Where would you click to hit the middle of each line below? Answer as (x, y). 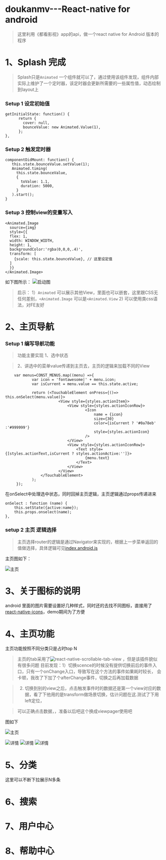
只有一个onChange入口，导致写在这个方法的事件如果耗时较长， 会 (94, 671)
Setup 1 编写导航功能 (30, 343)
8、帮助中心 (30, 851)
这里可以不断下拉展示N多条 (33, 780)
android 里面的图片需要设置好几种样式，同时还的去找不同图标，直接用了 (79, 606)
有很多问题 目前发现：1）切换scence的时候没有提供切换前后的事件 (85, 666)
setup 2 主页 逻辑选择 (31, 530)
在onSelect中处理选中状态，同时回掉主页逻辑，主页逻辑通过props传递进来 (81, 494)
